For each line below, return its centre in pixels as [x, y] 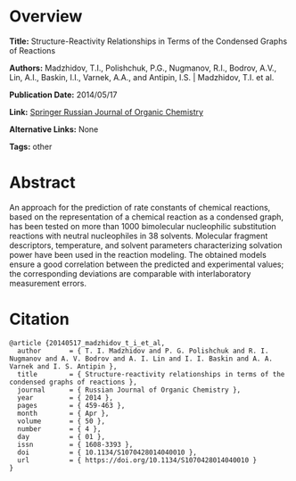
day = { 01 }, [61, 436]
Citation [39, 319]
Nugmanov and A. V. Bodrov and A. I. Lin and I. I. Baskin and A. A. [141, 359]
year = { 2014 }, [66, 398]
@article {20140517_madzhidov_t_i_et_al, [87, 343]
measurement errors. [48, 283]
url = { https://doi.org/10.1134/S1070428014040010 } [137, 460]
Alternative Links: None [54, 129]
